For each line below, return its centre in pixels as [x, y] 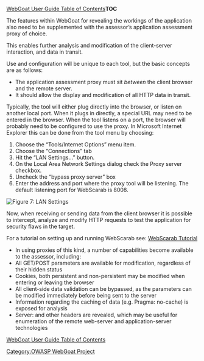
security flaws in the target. [40, 226]
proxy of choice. [27, 34]
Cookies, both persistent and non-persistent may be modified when [100, 276]
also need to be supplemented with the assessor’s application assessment [100, 27]
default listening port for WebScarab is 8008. [72, 190]
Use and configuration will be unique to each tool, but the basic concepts [98, 64]
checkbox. [28, 170]
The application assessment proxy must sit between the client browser [104, 82]
